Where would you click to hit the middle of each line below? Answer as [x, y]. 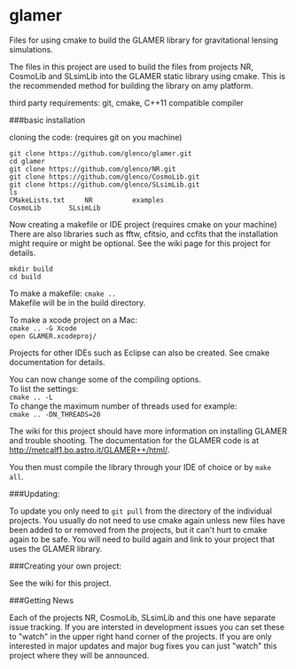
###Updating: [35, 493]
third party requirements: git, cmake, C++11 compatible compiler [126, 102]
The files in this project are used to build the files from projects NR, [132, 67]
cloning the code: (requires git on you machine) [96, 137]
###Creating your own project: [66, 566]
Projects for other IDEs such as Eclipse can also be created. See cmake [140, 353]
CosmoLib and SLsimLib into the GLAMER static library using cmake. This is [148, 76]
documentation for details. [57, 362]
